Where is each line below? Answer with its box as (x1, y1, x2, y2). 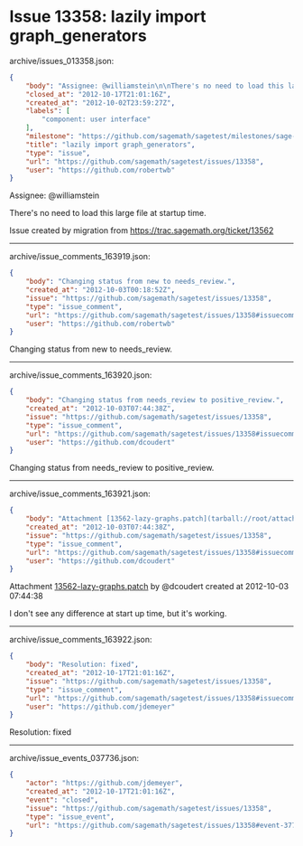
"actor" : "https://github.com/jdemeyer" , (25, 779, 183, 788)
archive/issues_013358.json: (9, 55, 115, 66)
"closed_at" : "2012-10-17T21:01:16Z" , (25, 89, 171, 99)
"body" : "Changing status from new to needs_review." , (25, 277, 236, 287)
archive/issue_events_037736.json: (9, 753, 140, 764)
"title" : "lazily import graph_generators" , (25, 140, 196, 149)
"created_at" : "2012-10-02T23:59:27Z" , (25, 98, 176, 108)
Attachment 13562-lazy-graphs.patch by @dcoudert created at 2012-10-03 (9, 581, 289, 592)
